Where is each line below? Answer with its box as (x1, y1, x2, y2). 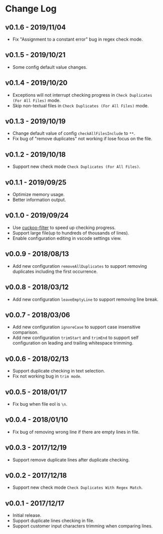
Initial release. (12, 512, 42, 518)
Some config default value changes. (12, 64, 88, 70)
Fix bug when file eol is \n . (12, 401, 68, 407)
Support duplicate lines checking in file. (12, 517, 94, 524)
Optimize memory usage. (12, 192, 65, 198)
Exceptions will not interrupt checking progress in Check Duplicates (12, 92, 152, 98)
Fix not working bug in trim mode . (12, 373, 82, 379)
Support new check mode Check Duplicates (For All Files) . (12, 163, 140, 169)
